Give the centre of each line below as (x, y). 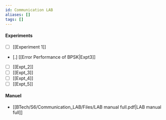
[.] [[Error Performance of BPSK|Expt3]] (54, 57)
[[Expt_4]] (23, 78)
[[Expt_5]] (23, 84)
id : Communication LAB (29, 10)
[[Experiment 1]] (29, 47)
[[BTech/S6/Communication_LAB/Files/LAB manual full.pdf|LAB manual (87, 107)
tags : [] (14, 19)
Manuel (13, 96)
